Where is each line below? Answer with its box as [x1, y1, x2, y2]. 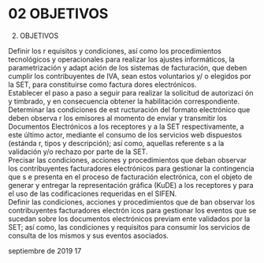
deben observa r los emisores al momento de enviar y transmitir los [8, 113, 227, 122]
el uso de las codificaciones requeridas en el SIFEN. [8, 189, 177, 198]
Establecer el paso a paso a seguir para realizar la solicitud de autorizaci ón [8, 88, 254, 97]
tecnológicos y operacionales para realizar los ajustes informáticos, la [8, 54, 235, 64]
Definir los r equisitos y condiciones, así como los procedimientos [8, 46, 222, 55]
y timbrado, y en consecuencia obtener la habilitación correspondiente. [8, 96, 240, 106]
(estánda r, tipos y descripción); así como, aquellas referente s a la [8, 138, 225, 148]
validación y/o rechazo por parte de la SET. [8, 147, 148, 156]
